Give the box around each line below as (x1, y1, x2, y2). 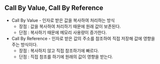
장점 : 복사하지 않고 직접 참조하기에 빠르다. (18, 48, 99, 53)
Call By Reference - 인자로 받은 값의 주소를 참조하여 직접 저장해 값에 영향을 (11, 35, 156, 41)
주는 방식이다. (11, 41, 38, 48)
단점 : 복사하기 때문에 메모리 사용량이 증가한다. (18, 29, 107, 35)
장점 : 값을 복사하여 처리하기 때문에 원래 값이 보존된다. (18, 23, 121, 29)
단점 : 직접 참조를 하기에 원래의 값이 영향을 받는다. (18, 53, 113, 60)
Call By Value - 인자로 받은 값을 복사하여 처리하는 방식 (11, 17, 115, 23)
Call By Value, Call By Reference (4, 4, 104, 12)
